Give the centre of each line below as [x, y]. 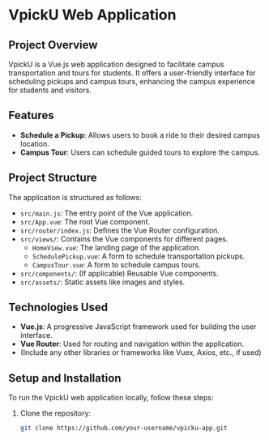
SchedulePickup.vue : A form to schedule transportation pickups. [139, 256]
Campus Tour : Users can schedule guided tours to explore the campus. [140, 152]
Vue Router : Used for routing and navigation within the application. [132, 344]
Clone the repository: [56, 413]
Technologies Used [58, 308]
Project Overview [53, 45]
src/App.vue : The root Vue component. [85, 221]
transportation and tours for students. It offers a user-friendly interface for [132, 73]
